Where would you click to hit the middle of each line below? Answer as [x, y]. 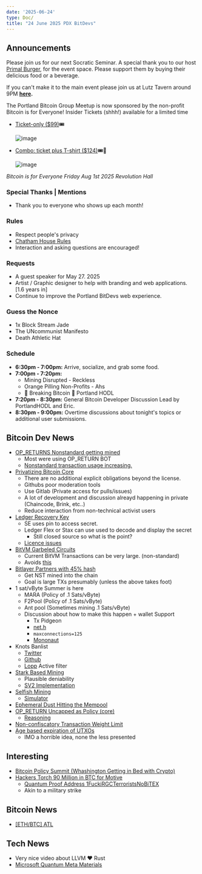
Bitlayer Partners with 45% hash [55, 569]
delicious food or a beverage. [43, 76]
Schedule [21, 354]
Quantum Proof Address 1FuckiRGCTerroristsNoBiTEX [92, 784]
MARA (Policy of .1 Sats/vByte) [62, 595]
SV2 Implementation [49, 685]
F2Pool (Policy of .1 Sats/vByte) [63, 601]
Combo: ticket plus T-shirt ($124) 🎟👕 [61, 150]
